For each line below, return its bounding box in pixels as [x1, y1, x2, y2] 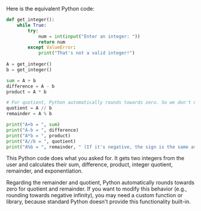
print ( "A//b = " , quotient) [6, 138, 77, 144]
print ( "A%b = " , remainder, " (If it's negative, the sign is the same [6, 144, 188, 150]
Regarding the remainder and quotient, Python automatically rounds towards [6, 179, 194, 186]
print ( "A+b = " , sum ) [6, 122, 60, 128]
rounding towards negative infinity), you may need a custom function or [6, 192, 183, 199]
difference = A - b [6, 83, 55, 89]
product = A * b [6, 89, 47, 95]
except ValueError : [28, 44, 77, 50]
